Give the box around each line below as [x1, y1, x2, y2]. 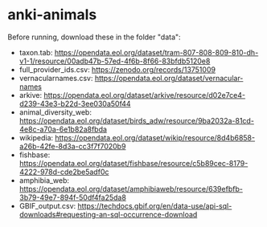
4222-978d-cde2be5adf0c [18, 167, 109, 176]
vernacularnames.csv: [18, 73, 93, 83]
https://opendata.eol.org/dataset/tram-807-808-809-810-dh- [54, 47, 259, 57]
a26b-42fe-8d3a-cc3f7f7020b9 [18, 141, 126, 151]
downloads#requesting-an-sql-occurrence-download [18, 209, 198, 219]
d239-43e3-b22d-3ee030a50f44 [18, 99, 131, 108]
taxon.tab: [18, 47, 53, 57]
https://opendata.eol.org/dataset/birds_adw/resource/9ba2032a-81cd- [18, 116, 255, 125]
